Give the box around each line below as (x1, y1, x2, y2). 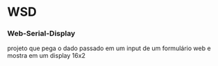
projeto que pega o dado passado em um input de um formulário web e (7, 44, 211, 52)
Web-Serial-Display (7, 29, 76, 38)
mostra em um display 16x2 (7, 52, 85, 60)
